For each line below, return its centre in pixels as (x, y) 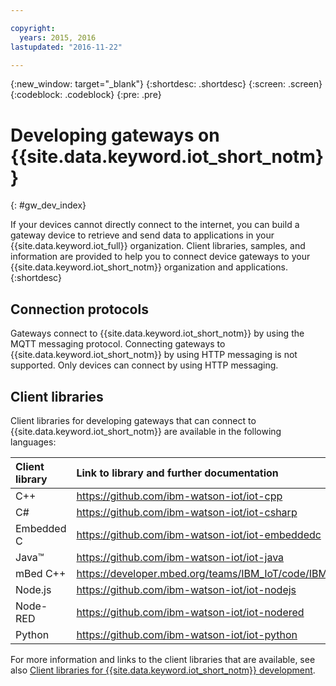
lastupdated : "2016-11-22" (66, 47)
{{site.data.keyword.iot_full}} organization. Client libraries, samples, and (158, 246)
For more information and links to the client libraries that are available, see (163, 659)
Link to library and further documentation (177, 473)
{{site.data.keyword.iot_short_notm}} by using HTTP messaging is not (154, 355)
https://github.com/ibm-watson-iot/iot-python (187, 634)
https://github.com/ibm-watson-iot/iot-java (180, 557)
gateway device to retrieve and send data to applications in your (142, 235)
